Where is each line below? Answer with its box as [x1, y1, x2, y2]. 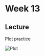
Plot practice [5, 36, 31, 42]
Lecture [5, 23, 29, 31]
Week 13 [5, 3, 41, 14]
